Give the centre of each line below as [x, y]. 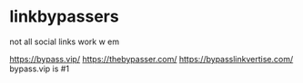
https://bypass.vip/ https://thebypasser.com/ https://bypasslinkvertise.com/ [151, 59]
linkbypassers [65, 17]
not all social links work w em [65, 41]
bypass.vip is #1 [40, 69]
